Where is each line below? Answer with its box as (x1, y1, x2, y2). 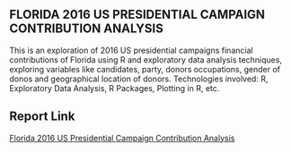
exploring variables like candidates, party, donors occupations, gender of (9, 63, 281, 74)
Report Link (9, 109, 75, 124)
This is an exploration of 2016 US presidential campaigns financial (9, 45, 253, 55)
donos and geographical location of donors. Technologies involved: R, (9, 73, 269, 84)
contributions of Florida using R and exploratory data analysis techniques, (9, 54, 283, 65)
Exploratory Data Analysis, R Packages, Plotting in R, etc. (9, 82, 220, 93)
